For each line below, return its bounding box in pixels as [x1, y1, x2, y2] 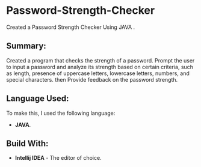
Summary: [6, 41, 46, 51]
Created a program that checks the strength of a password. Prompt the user [6, 56, 195, 64]
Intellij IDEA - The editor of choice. [14, 154, 102, 162]
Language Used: [6, 94, 69, 104]
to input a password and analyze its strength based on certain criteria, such [6, 63, 194, 70]
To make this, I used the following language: [6, 109, 116, 117]
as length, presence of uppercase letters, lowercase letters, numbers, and [6, 70, 190, 77]
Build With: [6, 138, 49, 148]
